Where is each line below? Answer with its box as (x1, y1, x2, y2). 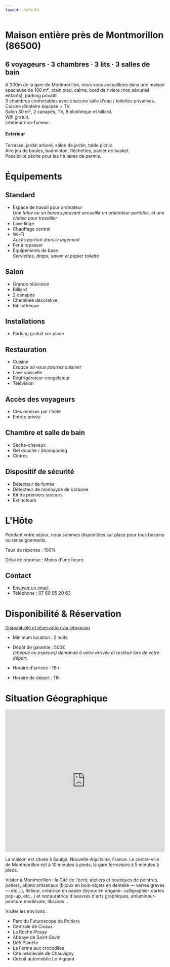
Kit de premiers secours (12, 491, 63, 497)
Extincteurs (12, 497, 36, 503)
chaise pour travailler (12, 215, 57, 221)
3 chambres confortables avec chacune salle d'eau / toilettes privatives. (5, 97, 156, 104)
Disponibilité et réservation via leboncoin (5, 625, 90, 631)
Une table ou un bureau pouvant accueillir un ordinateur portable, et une (12, 209, 164, 216)
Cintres (12, 452, 28, 459)
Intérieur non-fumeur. (5, 119, 51, 125)
